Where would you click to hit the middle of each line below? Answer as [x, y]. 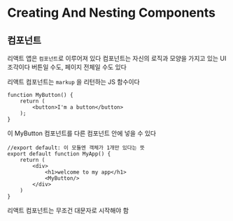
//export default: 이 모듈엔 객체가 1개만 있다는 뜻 [76, 148]
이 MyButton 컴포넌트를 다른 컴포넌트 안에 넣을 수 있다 [82, 133]
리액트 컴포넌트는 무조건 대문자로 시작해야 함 [68, 210]
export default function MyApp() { [59, 154]
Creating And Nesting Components [111, 13]
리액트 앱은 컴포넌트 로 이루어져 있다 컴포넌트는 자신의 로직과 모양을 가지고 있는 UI [117, 58]
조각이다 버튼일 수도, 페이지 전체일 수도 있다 [67, 67]
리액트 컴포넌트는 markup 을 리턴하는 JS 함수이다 [73, 82]
